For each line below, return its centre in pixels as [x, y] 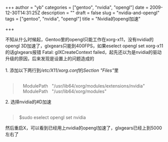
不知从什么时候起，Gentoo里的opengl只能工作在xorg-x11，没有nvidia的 [79, 39]
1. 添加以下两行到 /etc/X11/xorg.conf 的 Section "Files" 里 [62, 70]
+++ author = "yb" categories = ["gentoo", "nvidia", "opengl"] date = [77, 7]
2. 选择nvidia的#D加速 [28, 102]
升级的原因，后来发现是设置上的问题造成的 [50, 59]
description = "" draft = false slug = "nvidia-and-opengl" [100, 13]
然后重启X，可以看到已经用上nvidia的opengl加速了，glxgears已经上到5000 [84, 128]
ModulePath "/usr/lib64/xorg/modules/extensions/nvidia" [84, 86]
